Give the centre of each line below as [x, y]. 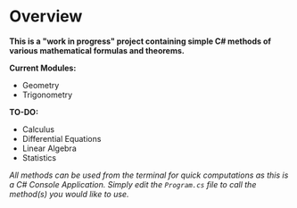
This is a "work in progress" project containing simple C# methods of [140, 41]
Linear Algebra [49, 148]
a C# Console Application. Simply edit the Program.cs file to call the [133, 184]
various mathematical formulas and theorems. [97, 50]
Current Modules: [43, 68]
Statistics [39, 157]
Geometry [41, 85]
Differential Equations [62, 138]
